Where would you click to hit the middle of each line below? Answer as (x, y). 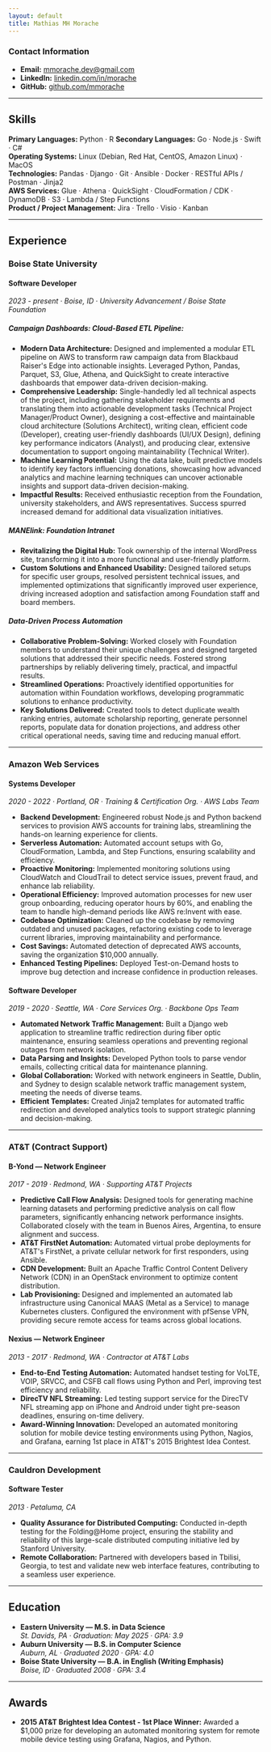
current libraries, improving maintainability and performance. (121, 937)
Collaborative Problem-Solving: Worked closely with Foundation (128, 641)
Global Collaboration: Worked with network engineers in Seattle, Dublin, (141, 1076)
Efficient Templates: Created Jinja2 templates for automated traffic (132, 1102)
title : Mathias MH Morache (54, 23)
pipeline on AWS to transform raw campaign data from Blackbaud (129, 358)
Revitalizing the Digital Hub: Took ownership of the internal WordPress (138, 551)
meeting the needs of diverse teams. (81, 1093)
